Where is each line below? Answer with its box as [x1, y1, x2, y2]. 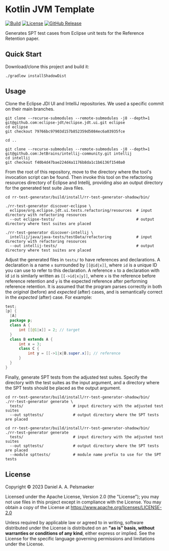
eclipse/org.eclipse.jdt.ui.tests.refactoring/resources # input [10, 208, 152, 213]
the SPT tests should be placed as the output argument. [5, 385, 121, 391]
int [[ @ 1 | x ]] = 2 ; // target [18, 327, 80, 332]
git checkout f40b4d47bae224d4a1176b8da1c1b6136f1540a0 [5, 160, 125, 165]
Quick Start [5, 50, 42, 59]
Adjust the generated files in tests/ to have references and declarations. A [5, 256, 160, 262]
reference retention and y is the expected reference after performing [5, 278, 148, 284]
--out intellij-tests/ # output [10, 243, 155, 248]
